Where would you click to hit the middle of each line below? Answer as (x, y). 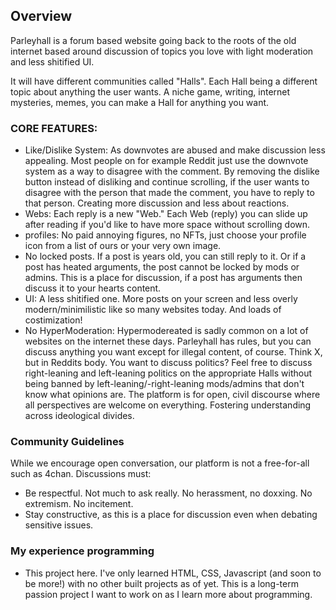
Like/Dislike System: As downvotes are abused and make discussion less (175, 150)
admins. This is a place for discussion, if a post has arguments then (163, 278)
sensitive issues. (59, 525)
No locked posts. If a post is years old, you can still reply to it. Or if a (165, 256)
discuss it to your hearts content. (93, 288)
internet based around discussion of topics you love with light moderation (162, 51)
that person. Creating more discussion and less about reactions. (157, 203)
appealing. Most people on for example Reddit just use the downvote (166, 161)
